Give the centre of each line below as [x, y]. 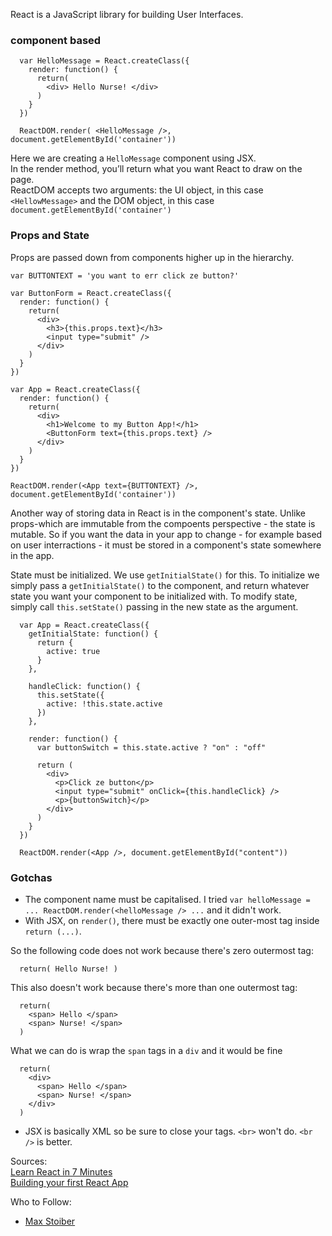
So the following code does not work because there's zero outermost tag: [162, 950]
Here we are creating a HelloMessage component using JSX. [133, 158]
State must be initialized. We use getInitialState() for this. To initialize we [165, 575]
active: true [73, 651]
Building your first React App [69, 1182]
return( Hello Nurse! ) [68, 969]
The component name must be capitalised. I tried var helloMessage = [167, 899]
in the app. [32, 555]
